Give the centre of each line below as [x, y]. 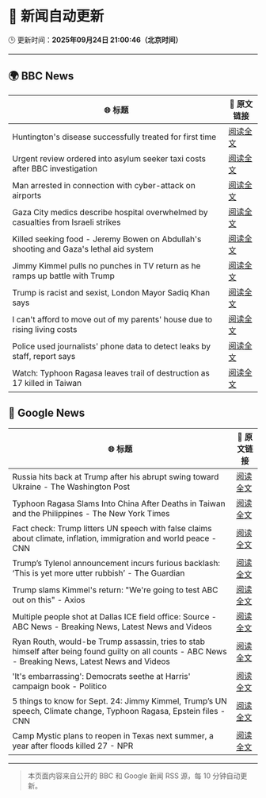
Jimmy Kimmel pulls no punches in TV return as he [106, 265]
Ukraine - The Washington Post [71, 487]
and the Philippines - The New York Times [91, 513]
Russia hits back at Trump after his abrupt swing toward [116, 476]
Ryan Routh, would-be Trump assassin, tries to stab [109, 642]
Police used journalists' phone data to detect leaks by [112, 346]
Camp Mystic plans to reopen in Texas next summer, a [113, 735]
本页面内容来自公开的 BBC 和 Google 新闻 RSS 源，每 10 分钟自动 [134, 776]
